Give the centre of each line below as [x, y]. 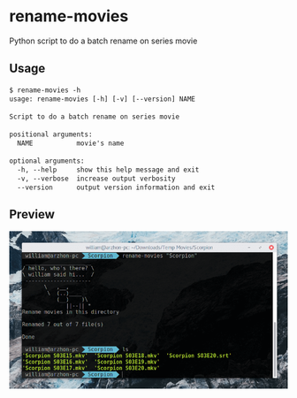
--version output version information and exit [116, 188]
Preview [32, 214]
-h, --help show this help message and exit [108, 170]
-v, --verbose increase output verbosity [96, 179]
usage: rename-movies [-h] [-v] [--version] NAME [103, 99]
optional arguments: [47, 161]
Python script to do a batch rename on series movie [103, 41]
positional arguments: [51, 134]
